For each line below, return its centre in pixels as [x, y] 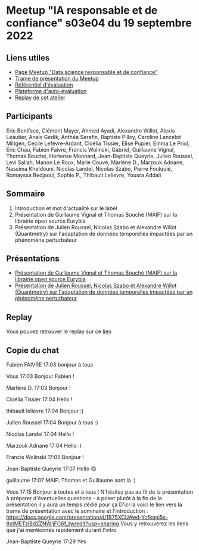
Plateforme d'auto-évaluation [51, 91]
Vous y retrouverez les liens [154, 524]
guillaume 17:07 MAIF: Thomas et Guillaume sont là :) [71, 481]
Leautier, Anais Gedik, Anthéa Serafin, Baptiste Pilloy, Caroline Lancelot [94, 137]
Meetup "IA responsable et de [82, 10]
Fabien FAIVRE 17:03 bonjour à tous [50, 365]
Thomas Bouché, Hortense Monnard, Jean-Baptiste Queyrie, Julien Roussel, [100, 156]
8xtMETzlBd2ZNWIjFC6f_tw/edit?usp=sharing [63, 524]
